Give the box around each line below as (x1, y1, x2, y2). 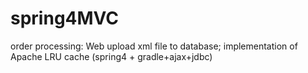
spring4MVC (10, 7, 120, 30)
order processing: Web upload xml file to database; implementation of (10, 40, 298, 52)
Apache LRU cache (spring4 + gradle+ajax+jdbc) (10, 50, 213, 62)
